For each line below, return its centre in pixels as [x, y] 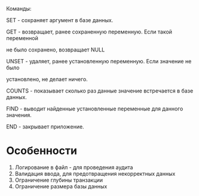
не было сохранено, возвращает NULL [56, 50]
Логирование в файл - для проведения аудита [74, 167]
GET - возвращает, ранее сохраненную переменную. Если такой [89, 32]
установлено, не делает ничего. [47, 79]
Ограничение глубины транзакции [59, 180]
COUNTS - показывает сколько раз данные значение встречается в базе [100, 91]
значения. [19, 115]
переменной [22, 38]
